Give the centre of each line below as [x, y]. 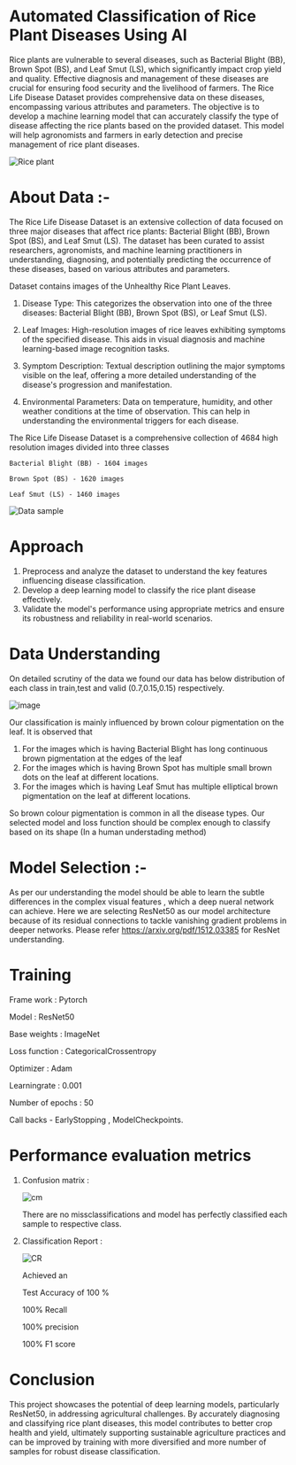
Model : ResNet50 [42, 1017]
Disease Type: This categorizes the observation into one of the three [147, 303]
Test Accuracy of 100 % [65, 1292]
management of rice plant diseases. [74, 144]
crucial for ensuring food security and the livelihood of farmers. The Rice [141, 88]
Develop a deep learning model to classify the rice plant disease [139, 590]
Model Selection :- [78, 868]
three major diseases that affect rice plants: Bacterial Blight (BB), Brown [140, 231]
